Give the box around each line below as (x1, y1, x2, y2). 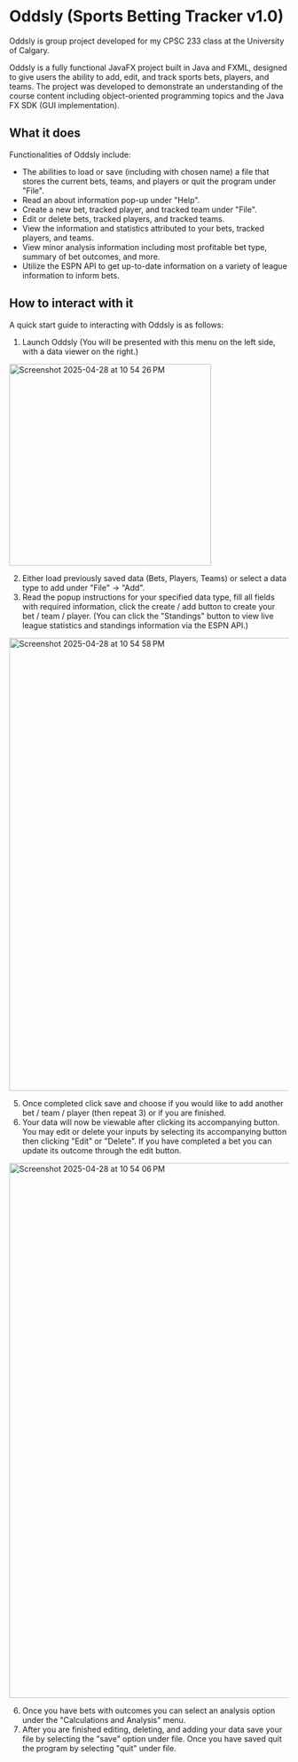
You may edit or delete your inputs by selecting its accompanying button (21, 1126, 287, 1137)
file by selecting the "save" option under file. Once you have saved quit (21, 1733, 282, 1744)
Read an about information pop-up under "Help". (21, 194, 200, 205)
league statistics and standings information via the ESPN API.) (21, 619, 249, 631)
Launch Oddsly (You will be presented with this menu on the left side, (21, 336, 276, 347)
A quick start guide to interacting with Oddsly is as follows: (9, 319, 224, 330)
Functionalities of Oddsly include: (9, 149, 131, 160)
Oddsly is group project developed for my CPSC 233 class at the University (9, 35, 285, 46)
